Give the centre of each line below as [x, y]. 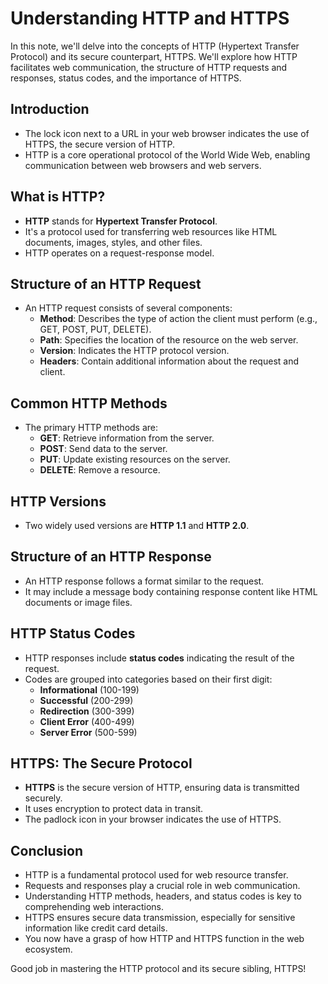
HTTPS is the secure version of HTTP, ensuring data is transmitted [162, 788]
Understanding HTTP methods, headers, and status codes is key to [163, 896]
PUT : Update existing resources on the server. [135, 459]
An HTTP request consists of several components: [128, 308]
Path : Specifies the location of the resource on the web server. [169, 340]
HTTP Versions [58, 501]
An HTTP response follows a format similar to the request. [144, 581]
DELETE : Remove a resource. [100, 470]
